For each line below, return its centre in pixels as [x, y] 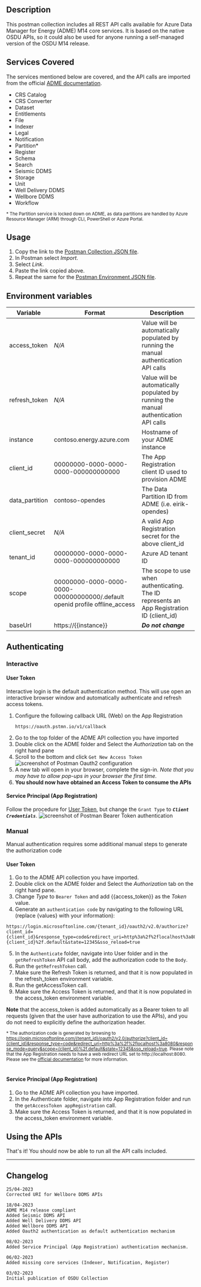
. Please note [181, 1049]
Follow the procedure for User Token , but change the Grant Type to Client [98, 809]
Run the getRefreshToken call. [51, 966]
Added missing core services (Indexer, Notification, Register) [88, 1263]
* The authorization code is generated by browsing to [61, 1033]
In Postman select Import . [47, 258]
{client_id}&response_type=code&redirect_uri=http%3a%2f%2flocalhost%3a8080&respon [100, 1044]
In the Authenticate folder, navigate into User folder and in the [91, 953]
